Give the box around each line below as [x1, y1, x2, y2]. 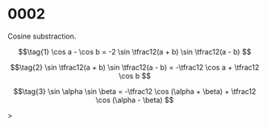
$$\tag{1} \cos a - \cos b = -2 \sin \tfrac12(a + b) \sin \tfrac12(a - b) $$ [18, 47, 252, 56]
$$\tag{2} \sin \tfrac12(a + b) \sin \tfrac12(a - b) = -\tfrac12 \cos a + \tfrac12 [10, 62, 260, 72]
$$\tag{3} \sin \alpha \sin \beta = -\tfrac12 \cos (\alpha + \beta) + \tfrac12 [13, 86, 257, 96]
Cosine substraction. [7, 31, 77, 41]
